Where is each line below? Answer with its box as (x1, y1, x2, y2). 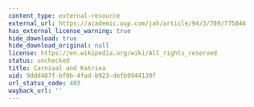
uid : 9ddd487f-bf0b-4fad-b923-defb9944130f (8, 72, 157, 80)
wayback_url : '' (8, 86, 63, 95)
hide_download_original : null (8, 42, 110, 50)
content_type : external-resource (8, 11, 121, 20)
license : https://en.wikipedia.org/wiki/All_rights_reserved (8, 49, 218, 57)
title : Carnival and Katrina (8, 64, 106, 72)
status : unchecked (8, 57, 70, 65)
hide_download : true (8, 34, 78, 43)
